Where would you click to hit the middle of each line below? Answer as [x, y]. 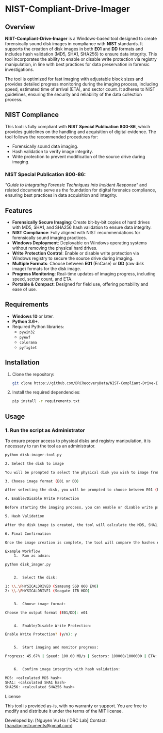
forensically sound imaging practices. [49, 238]
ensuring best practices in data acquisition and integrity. [61, 195]
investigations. [20, 69]
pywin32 [27, 332]
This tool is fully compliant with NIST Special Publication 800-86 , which [78, 126]
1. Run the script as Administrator [45, 430]
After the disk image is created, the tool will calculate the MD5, [76, 525]
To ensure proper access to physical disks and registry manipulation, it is [78, 441]
